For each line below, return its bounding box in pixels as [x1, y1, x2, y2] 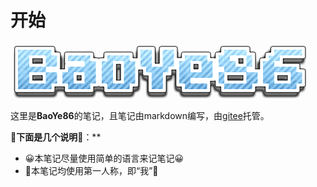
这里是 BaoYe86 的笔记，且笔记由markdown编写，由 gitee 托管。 [10, 109, 270, 121]
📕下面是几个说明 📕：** [10, 131, 102, 143]
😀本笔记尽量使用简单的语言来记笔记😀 [24, 152, 184, 164]
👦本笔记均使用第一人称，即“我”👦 [24, 164, 159, 176]
